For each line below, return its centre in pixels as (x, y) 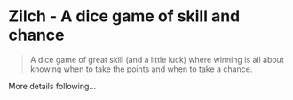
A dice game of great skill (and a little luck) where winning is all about (157, 59)
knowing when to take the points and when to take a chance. (141, 69)
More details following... (52, 86)
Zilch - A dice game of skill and (124, 16)
